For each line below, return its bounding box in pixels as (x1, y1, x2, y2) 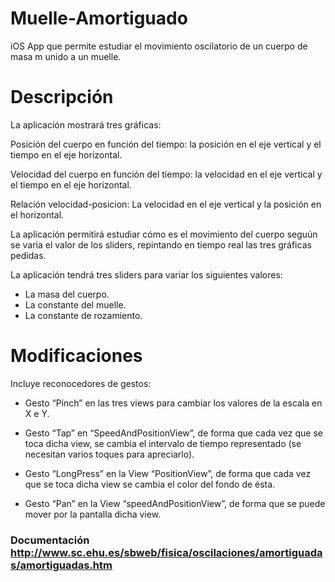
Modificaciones (10, 345, 143, 367)
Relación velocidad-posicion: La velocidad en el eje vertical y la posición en (10, 198, 322, 210)
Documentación (10, 533, 90, 547)
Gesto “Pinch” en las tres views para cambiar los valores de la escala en (24, 397, 323, 409)
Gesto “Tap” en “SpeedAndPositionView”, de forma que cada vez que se (24, 427, 323, 439)
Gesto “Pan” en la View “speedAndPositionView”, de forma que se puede (24, 497, 326, 509)
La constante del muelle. (24, 298, 127, 311)
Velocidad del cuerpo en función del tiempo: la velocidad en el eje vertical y (10, 168, 323, 180)
